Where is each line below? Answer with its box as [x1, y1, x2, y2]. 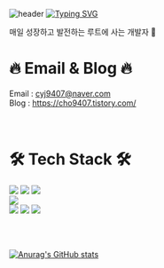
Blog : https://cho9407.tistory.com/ [9, 98, 137, 108]
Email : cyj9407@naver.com [9, 88, 111, 99]
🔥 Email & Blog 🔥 [9, 59, 133, 79]
